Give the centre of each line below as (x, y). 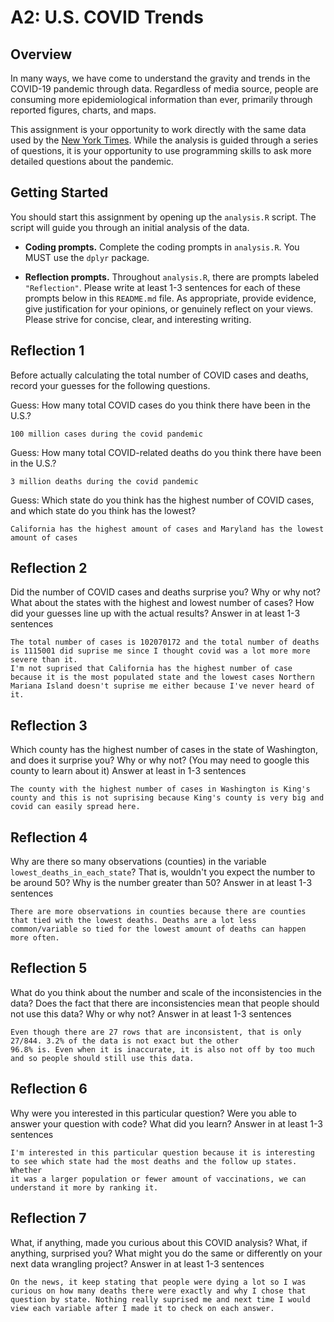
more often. (35, 938)
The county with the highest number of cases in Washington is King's (160, 789)
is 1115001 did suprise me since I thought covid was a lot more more (160, 651)
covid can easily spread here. (75, 807)
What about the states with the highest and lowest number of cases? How (162, 603)
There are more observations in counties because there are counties (158, 912)
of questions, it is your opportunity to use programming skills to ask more (161, 150)
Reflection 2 (49, 568)
